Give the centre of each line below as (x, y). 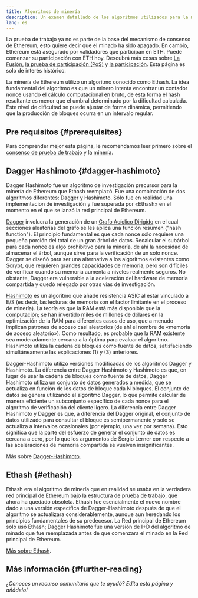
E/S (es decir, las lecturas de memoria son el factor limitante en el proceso (96, 302)
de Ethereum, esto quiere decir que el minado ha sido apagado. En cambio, (98, 45)
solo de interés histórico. (36, 71)
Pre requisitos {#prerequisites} (64, 132)
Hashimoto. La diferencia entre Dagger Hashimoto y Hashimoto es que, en (96, 370)
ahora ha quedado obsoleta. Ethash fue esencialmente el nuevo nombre (93, 501)
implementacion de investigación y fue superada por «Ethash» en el (89, 204)
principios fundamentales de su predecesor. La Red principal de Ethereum (96, 520)
